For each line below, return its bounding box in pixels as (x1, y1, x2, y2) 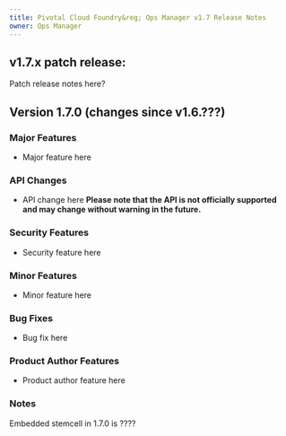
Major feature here (22, 152, 91, 162)
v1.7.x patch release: (9, 55, 126, 70)
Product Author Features (9, 355, 119, 368)
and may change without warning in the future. (22, 204, 202, 215)
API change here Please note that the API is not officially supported (22, 195, 277, 205)
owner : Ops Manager (9, 22, 82, 31)
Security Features (9, 226, 90, 239)
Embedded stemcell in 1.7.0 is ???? (9, 418, 136, 429)
